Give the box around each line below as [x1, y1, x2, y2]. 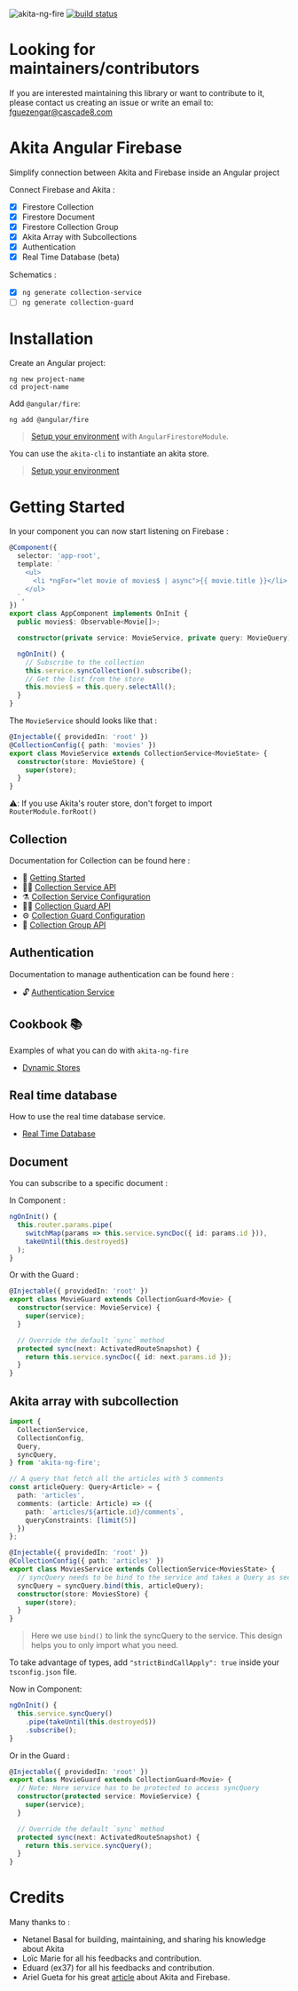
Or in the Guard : [9, 1750, 70, 1761]
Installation [9, 329, 94, 348]
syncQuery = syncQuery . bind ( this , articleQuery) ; [17, 1581, 204, 1590]
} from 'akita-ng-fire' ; [9, 1458, 101, 1468]
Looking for [9, 40, 96, 60]
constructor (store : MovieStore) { [17, 757, 145, 766]
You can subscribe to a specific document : [9, 1178, 169, 1189]
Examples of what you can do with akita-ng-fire [9, 1045, 189, 1055]
